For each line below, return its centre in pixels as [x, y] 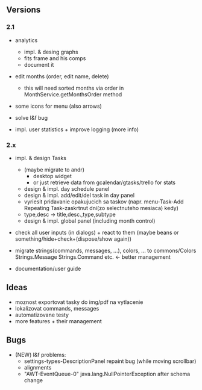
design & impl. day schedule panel [67, 188]
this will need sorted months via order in [74, 88]
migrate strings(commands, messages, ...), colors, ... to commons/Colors [106, 250]
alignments [38, 367]
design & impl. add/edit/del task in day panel [79, 195]
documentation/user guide [48, 268]
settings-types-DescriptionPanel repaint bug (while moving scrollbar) [110, 361]
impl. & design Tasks [40, 158]
